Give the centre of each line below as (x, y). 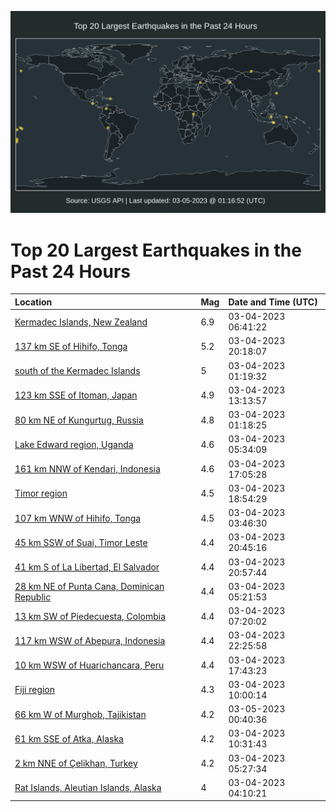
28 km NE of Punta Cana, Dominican (89, 586)
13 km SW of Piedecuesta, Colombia (90, 616)
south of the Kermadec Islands (77, 371)
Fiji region (35, 690)
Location (33, 302)
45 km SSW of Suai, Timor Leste (81, 542)
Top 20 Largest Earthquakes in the (156, 250)
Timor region (41, 493)
